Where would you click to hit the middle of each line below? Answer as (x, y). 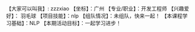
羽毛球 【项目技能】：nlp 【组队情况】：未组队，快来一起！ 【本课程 (101, 16)
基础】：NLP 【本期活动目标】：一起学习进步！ (66, 23)
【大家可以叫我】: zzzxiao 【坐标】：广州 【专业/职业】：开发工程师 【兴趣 (95, 8)
